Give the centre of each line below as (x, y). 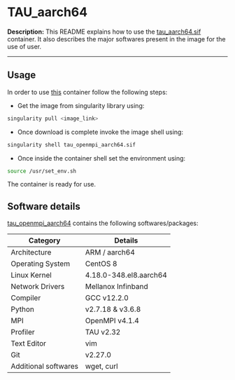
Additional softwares (45, 367)
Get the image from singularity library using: (81, 105)
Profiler (23, 332)
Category (44, 240)
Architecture (31, 252)
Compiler (26, 298)
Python (23, 309)
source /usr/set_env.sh (42, 171)
